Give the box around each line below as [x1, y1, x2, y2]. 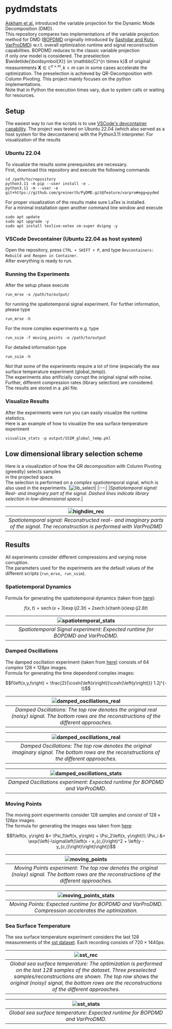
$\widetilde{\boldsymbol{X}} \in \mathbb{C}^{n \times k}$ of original [5, 58, 150, 64]
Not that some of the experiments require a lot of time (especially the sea [5, 363, 160, 369]
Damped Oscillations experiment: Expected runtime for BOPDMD [8, 778, 164, 786]
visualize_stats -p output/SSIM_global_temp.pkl [5, 436, 111, 441]
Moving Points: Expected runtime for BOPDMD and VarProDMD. [9, 900, 163, 908]
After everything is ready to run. [5, 258, 73, 264]
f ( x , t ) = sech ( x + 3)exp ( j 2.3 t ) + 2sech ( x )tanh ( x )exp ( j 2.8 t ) [24, 605, 148, 611]
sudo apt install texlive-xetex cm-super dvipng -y [5, 223, 118, 229]
